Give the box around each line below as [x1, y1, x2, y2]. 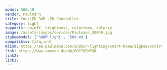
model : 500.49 [5, 7, 35, 12]
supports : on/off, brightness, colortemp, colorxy [5, 26, 112, 31]
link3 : [5, 58, 19, 63]
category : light [5, 21, 39, 26]
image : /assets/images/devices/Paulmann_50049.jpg [5, 30, 112, 35]
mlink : [5, 44, 19, 49]
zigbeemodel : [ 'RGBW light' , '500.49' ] [5, 35, 88, 40]
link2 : [5, 53, 19, 58]
